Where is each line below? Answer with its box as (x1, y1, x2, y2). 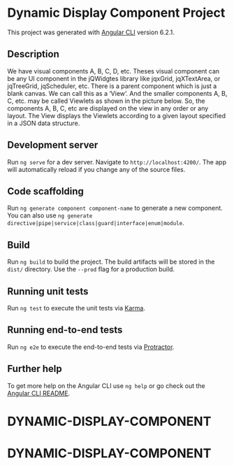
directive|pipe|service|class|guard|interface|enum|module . (7, 219, 184, 227)
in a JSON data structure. (7, 119, 80, 127)
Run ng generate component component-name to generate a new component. (7, 204, 224, 213)
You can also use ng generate (7, 211, 93, 220)
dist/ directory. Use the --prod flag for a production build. (7, 265, 175, 273)
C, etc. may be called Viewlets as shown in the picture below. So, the (7, 96, 205, 105)
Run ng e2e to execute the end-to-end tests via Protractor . (7, 343, 175, 351)
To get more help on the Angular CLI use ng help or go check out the (7, 381, 205, 389)
